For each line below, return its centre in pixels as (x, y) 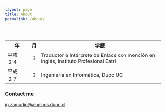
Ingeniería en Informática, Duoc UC (82, 75)
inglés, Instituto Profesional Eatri (79, 61)
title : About (19, 14)
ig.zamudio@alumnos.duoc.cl (35, 105)
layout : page (19, 10)
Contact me (20, 94)
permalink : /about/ (25, 19)
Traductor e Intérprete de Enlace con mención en (98, 56)
